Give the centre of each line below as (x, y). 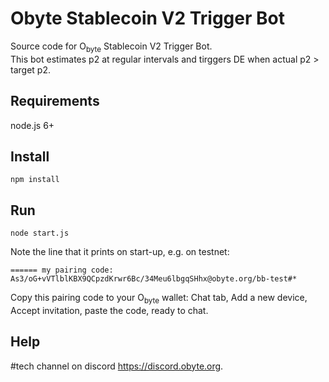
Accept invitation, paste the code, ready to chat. (109, 310)
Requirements (55, 101)
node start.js (40, 233)
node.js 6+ (32, 125)
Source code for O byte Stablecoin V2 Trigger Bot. (111, 47)
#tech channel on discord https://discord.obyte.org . (117, 366)
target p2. (30, 69)
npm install (35, 180)
